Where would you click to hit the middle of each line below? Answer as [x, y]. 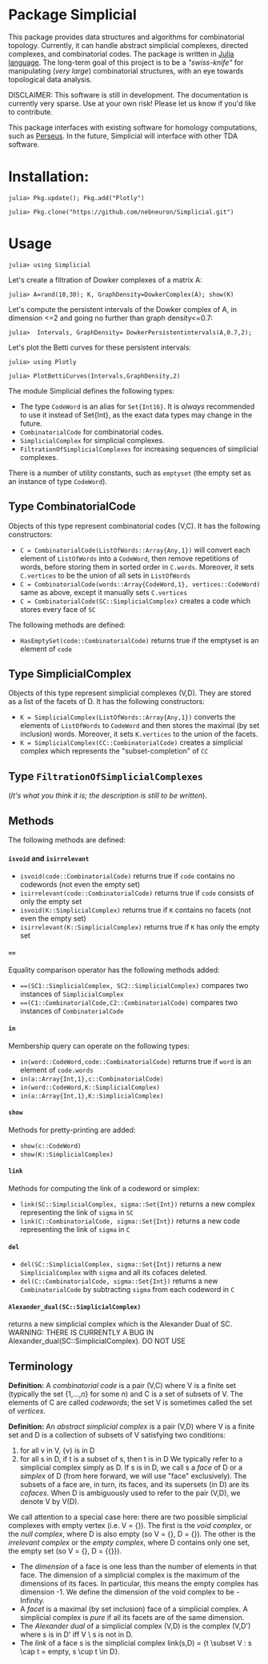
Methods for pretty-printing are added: [72, 1130]
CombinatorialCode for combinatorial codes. [92, 432]
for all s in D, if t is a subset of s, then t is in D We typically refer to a [131, 1459]
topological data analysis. [50, 79]
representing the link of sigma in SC [77, 1213]
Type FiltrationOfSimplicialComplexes [106, 776]
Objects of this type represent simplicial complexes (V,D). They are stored [130, 693]
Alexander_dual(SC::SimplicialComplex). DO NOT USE [97, 1341]
